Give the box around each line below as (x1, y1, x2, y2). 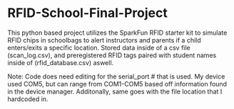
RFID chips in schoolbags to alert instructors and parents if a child (7, 35, 201, 44)
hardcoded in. (7, 94, 49, 103)
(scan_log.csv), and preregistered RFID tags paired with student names (7, 51, 217, 59)
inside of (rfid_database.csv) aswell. (7, 58, 114, 67)
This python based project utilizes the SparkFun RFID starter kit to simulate (7, 28, 228, 37)
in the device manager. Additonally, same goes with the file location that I (7, 87, 223, 96)
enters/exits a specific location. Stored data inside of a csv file (7, 43, 190, 52)
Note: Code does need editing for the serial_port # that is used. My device (7, 72, 225, 81)
